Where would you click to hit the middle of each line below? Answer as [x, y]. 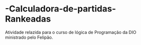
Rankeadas [28, 19]
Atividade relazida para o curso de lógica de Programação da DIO [71, 32]
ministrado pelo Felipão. [29, 37]
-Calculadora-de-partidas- [61, 9]
